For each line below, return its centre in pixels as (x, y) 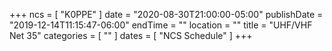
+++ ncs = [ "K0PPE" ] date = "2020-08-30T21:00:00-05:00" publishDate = (166, 14)
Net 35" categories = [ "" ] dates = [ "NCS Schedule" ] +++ (131, 35)
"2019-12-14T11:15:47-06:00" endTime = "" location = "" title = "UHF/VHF (161, 25)
